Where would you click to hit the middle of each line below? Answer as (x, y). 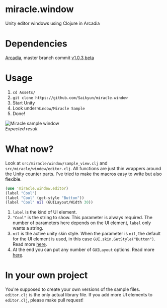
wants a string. (28, 228)
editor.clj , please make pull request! (45, 300)
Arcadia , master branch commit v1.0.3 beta (50, 58)
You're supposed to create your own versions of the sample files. (73, 289)
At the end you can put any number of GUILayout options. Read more (83, 250)
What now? (29, 149)
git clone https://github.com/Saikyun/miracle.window (70, 98)
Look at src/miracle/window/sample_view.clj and (56, 163)
